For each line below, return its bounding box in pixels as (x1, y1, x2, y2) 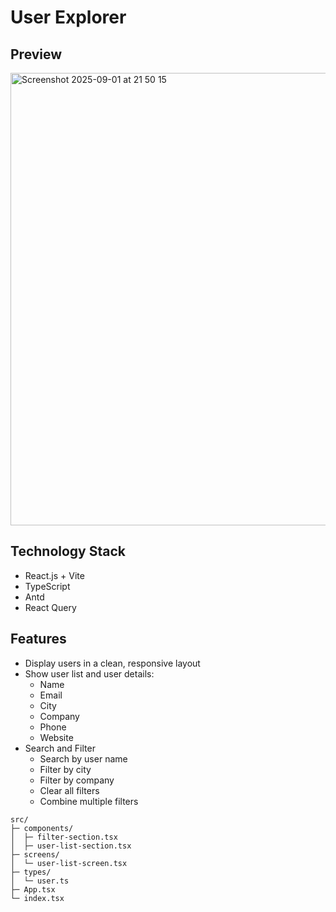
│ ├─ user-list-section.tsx (10, 841, 132, 851)
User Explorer (10, 6, 127, 29)
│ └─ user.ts (10, 876, 70, 886)
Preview (10, 46, 63, 63)
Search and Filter (24, 742, 96, 754)
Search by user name (39, 752, 128, 765)
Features (10, 631, 67, 648)
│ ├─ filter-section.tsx (10, 832, 118, 842)
